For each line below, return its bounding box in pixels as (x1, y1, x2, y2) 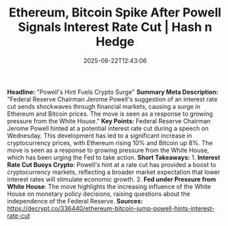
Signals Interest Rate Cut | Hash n (18, 19, 212, 35)
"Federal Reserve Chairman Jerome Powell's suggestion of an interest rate (7, 95, 218, 103)
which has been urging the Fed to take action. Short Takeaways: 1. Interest (7, 153, 220, 162)
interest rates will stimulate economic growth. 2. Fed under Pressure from (7, 175, 216, 183)
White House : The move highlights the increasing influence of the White (7, 182, 212, 190)
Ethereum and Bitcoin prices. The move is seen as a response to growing (7, 110, 214, 118)
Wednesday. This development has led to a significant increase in (7, 131, 192, 140)
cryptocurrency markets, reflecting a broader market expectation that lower (7, 168, 220, 176)
